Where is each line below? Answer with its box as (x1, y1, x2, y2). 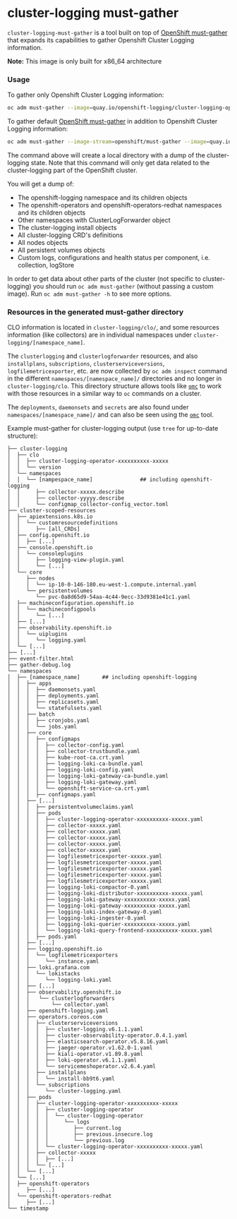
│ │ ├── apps (7, 680, 52, 687)
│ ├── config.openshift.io (7, 532, 90, 539)
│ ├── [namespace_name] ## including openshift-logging (7, 674, 197, 681)
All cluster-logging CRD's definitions (17, 231, 123, 239)
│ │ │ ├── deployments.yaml (7, 692, 99, 699)
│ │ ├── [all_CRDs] (7, 526, 80, 533)
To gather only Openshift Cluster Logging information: (7, 90, 164, 100)
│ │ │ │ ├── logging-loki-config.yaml (7, 767, 134, 774)
